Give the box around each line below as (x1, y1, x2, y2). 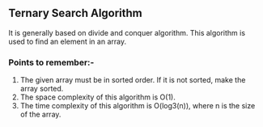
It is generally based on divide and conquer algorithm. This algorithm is (8, 28, 245, 37)
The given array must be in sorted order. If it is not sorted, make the (19, 75, 246, 85)
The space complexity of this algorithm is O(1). (19, 92, 176, 102)
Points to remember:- (8, 57, 95, 68)
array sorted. (19, 84, 64, 94)
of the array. (19, 109, 62, 120)
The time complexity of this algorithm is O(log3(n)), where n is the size (19, 101, 256, 111)
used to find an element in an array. (8, 36, 127, 46)
